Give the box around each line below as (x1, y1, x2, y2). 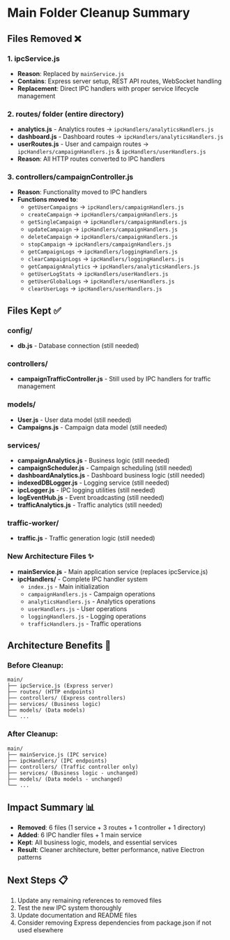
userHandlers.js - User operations (27, 604, 128, 612)
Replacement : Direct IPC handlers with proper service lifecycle (17, 84, 199, 92)
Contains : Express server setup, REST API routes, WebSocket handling (17, 77, 222, 85)
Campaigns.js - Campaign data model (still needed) (17, 423, 167, 431)
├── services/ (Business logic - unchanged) (7, 770, 139, 777)
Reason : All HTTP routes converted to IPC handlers (17, 155, 165, 163)
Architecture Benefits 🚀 (7, 640, 112, 652)
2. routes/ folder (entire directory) (7, 109, 124, 119)
